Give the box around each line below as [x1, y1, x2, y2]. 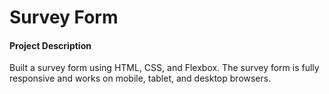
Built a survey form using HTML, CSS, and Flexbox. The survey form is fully [9, 62, 320, 74]
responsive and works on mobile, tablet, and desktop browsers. [9, 72, 272, 85]
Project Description [9, 39, 92, 51]
